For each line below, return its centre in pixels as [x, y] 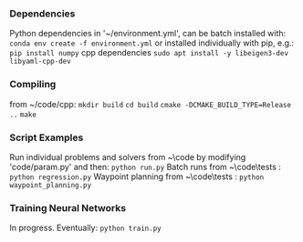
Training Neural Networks [68, 207]
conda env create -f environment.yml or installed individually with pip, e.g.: [152, 43]
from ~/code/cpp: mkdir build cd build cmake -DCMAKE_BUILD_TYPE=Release [151, 104]
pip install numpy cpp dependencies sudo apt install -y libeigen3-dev [149, 53]
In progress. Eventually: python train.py [85, 228]
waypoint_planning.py [51, 185]
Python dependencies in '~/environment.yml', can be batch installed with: [148, 34]
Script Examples [47, 137]
